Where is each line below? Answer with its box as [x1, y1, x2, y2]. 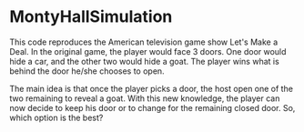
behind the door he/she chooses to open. [9, 66, 166, 76]
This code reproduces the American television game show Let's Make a [9, 36, 279, 47]
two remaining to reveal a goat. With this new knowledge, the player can [9, 93, 280, 104]
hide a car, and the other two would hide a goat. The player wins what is [9, 56, 279, 66]
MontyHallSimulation [9, 6, 173, 27]
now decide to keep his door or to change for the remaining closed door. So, [9, 102, 296, 113]
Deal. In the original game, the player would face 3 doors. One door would [9, 46, 287, 56]
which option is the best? [9, 112, 104, 123]
